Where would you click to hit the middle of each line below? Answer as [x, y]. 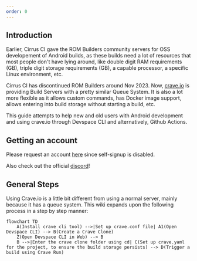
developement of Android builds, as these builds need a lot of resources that [98, 56]
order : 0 [17, 11]
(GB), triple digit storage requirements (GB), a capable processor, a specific [97, 68]
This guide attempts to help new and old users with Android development [95, 116]
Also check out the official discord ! [48, 166]
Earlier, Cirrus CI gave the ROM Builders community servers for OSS [88, 49]
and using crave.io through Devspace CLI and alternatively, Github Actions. [97, 122]
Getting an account [42, 140]
